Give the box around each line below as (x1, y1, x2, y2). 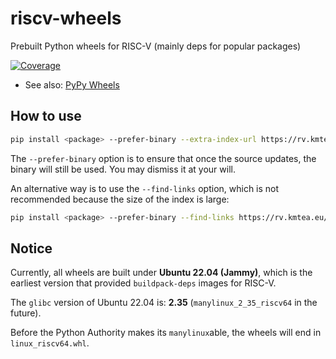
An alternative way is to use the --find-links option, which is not (10, 182, 280, 194)
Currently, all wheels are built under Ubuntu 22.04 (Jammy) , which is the (10, 267, 313, 279)
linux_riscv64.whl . (10, 337, 90, 349)
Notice (10, 240, 53, 257)
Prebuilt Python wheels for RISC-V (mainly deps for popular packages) (10, 40, 302, 52)
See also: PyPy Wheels (24, 78, 120, 91)
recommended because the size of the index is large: (10, 193, 230, 205)
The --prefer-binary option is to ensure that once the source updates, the (10, 152, 317, 164)
